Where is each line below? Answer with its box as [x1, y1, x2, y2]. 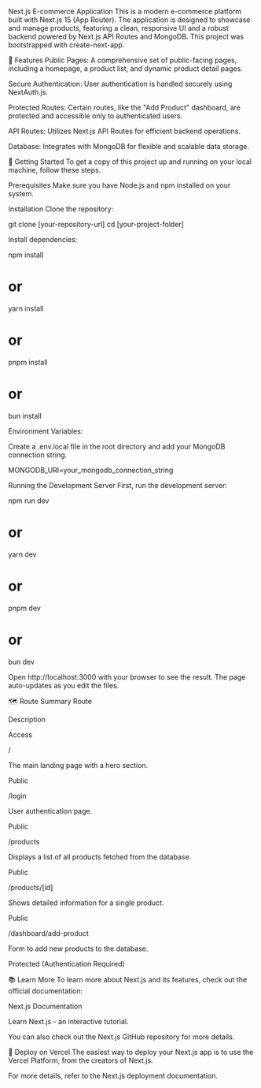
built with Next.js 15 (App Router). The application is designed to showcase [8, 15, 251, 24]
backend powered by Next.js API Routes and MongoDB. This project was [8, 32, 244, 41]
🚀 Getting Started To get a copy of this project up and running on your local [8, 157, 252, 166]
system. [8, 189, 34, 198]
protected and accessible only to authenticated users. [8, 111, 183, 121]
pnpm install [8, 357, 48, 367]
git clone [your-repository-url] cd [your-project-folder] [8, 220, 185, 229]
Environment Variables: [8, 426, 83, 436]
